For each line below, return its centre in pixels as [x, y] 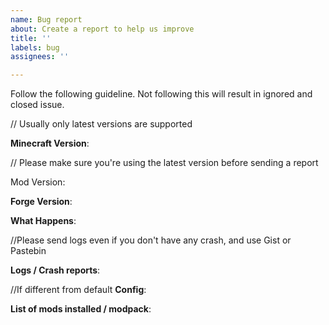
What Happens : [43, 221]
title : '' [31, 38]
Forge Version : [41, 202]
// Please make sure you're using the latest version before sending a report [164, 163]
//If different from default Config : [78, 290]
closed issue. [37, 105]
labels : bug [35, 47]
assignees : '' [40, 57]
